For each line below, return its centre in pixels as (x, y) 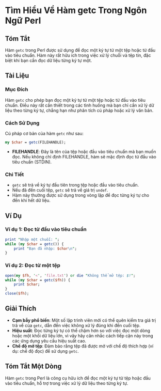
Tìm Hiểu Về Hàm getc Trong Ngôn (76, 10)
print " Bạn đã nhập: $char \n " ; (45, 249)
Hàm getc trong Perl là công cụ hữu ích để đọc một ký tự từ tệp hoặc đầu (78, 378)
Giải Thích (21, 308)
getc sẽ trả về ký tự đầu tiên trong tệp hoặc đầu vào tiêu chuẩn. (75, 185)
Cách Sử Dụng (22, 123)
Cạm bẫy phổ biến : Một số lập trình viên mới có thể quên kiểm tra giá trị (84, 320)
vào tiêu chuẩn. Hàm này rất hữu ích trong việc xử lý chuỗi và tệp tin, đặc (78, 55)
